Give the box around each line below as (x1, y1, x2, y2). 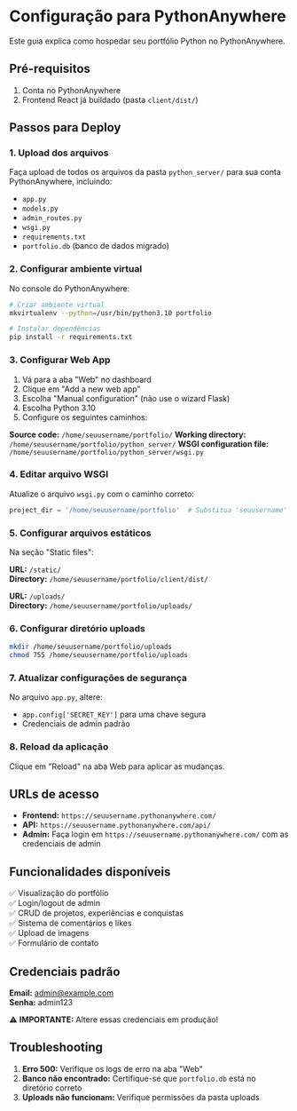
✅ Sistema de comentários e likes (9, 917, 132, 929)
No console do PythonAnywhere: (9, 282, 130, 294)
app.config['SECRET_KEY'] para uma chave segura (21, 709, 207, 720)
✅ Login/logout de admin (9, 898, 100, 909)
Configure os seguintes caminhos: (21, 411, 148, 423)
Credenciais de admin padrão (21, 718, 130, 729)
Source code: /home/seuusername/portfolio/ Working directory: (9, 429, 246, 440)
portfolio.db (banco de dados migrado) (21, 241, 170, 251)
